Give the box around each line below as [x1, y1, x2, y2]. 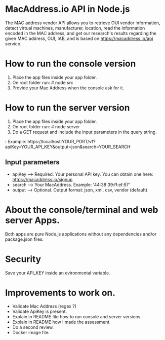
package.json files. [5, 236, 43, 242]
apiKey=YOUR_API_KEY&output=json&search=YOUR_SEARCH [5, 144, 131, 150]
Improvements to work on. [5, 287, 116, 298]
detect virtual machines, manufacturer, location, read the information [5, 25, 145, 31]
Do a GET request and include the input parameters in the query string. [12, 129, 157, 135]
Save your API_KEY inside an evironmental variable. [5, 270, 110, 276]
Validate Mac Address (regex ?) [12, 303, 77, 309]
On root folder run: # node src [12, 79, 73, 85]
